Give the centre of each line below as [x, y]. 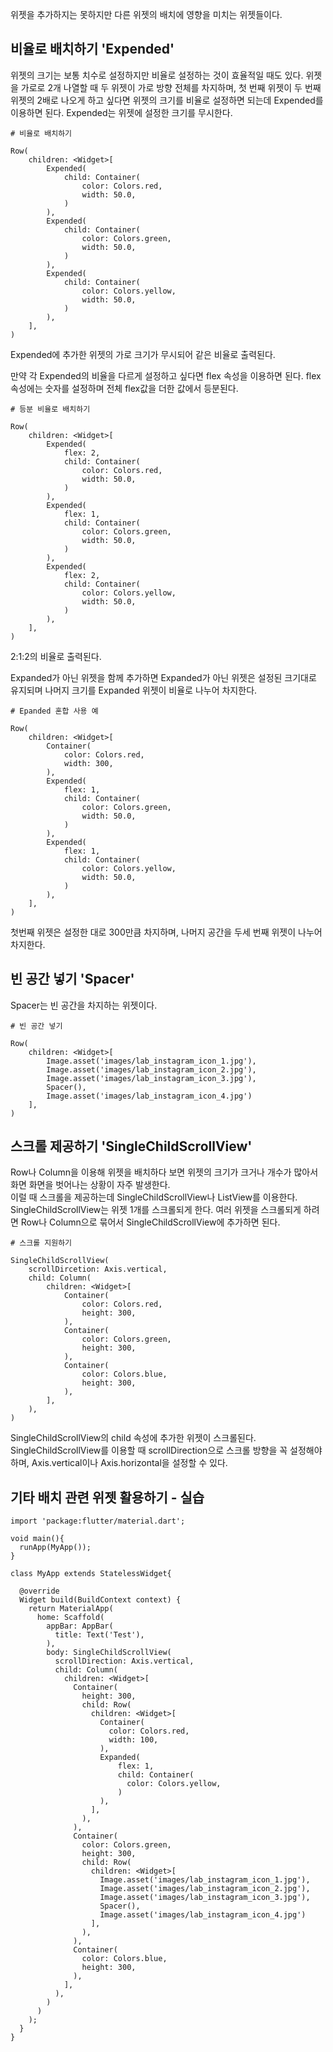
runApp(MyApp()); [55, 1548]
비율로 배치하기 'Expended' [92, 49]
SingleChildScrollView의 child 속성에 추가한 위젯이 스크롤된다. [133, 1438]
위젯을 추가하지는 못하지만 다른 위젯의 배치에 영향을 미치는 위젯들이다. [146, 14]
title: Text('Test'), [99, 1635]
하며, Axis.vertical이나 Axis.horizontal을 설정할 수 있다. [119, 1463]
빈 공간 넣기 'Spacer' [72, 979]
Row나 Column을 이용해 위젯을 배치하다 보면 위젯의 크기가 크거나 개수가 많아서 [164, 1172]
